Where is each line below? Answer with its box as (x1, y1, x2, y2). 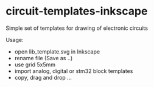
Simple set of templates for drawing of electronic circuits (5, 24, 149, 32)
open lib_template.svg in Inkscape (14, 47, 100, 55)
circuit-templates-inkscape (5, 4, 148, 18)
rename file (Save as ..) (14, 54, 73, 61)
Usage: (5, 36, 24, 43)
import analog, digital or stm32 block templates (14, 67, 133, 74)
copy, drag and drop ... (14, 74, 72, 81)
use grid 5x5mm (14, 61, 56, 68)
